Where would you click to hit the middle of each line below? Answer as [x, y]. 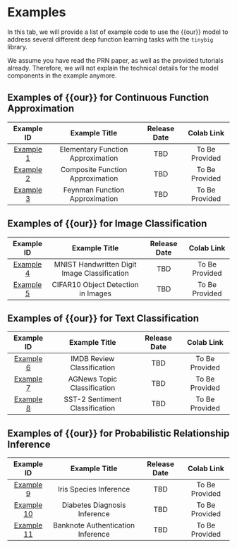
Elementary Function [94, 149]
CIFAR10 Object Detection [95, 284]
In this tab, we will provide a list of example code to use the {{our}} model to [118, 32]
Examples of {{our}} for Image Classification [107, 224]
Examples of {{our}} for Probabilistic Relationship [119, 433]
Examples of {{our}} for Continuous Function [108, 98]
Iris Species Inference [94, 489]
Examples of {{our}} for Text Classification [103, 318]
